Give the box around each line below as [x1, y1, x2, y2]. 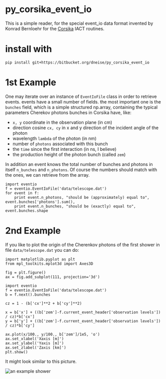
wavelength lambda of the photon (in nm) [12, 135, 97, 141]
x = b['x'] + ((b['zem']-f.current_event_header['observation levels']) [5, 309, 161, 315]
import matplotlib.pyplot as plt [5, 256, 75, 262]
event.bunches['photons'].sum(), [5, 199, 75, 204]
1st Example [5, 77, 56, 88]
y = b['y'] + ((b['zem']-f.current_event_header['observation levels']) [5, 318, 161, 323]
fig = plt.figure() [5, 270, 46, 275]
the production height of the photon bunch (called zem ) [12, 151, 126, 157]
